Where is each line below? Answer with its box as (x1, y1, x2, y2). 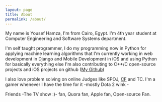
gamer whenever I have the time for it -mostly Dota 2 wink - (5, 81, 129, 87)
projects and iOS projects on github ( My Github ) (5, 66, 105, 72)
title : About (5, 12, 33, 17)
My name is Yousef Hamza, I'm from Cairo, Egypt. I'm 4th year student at (5, 30, 157, 36)
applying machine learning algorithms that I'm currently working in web (5, 50, 153, 56)
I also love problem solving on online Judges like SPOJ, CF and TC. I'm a (5, 76, 156, 82)
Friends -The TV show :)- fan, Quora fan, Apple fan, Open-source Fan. (5, 91, 151, 97)
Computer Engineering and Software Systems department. (5, 35, 127, 41)
